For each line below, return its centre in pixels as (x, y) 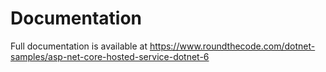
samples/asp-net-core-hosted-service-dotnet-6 (110, 56)
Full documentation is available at (79, 46)
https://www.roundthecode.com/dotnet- (232, 46)
